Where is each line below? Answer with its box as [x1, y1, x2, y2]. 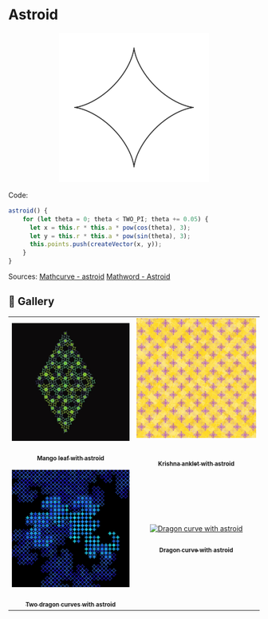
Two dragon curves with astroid [25, 601, 116, 609]
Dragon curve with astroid [159, 546, 234, 554]
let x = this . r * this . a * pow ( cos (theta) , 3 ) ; [29, 224, 191, 232]
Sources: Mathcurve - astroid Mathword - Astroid [8, 272, 171, 281]
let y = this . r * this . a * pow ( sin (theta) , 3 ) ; [29, 232, 191, 240]
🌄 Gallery [8, 295, 55, 308]
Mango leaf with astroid [37, 454, 105, 462]
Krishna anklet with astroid [158, 459, 235, 468]
